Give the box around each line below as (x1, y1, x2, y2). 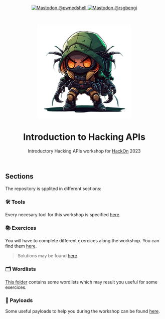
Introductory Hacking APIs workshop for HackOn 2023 (27, 148, 141, 154)
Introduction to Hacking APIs (23, 131, 145, 143)
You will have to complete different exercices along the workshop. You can (5, 238, 159, 244)
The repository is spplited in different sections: (5, 186, 102, 192)
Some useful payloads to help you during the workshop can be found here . (5, 308, 160, 314)
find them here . (5, 243, 37, 249)
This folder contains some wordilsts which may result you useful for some (5, 279, 158, 285)
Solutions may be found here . (17, 253, 79, 259)
